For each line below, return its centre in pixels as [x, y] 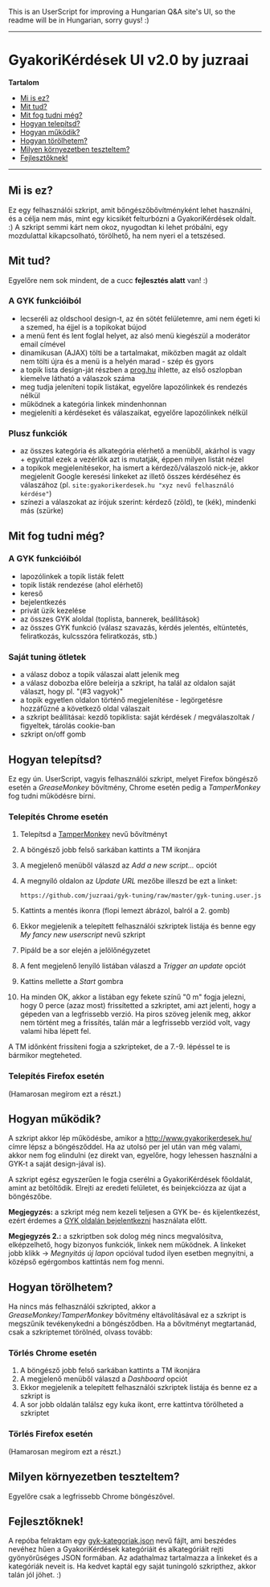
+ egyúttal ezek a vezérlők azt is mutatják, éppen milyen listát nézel [132, 459]
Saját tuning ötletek [47, 657]
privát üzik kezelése [53, 610]
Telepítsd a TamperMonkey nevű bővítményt [94, 835]
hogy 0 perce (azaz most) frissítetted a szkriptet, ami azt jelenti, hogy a [138, 1006]
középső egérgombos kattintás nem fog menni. [86, 1262]
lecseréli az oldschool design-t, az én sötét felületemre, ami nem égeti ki [140, 318]
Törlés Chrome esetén [53, 1353]
